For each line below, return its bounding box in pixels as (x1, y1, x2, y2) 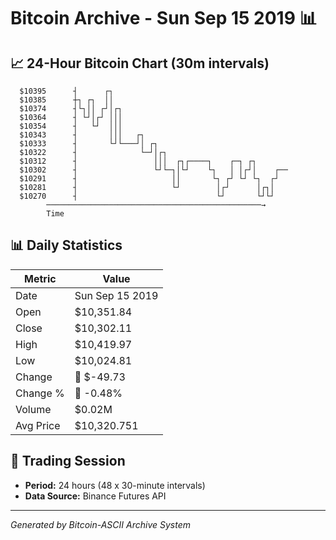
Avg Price (15, 418, 61, 432)
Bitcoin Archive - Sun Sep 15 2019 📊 (10, 7, 318, 30)
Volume (15, 402, 52, 416)
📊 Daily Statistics (10, 237, 123, 254)
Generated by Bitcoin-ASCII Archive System (10, 518, 191, 530)
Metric (24, 271, 57, 285)
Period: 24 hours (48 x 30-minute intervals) (24, 479, 206, 491)
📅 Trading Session (10, 453, 126, 470)
